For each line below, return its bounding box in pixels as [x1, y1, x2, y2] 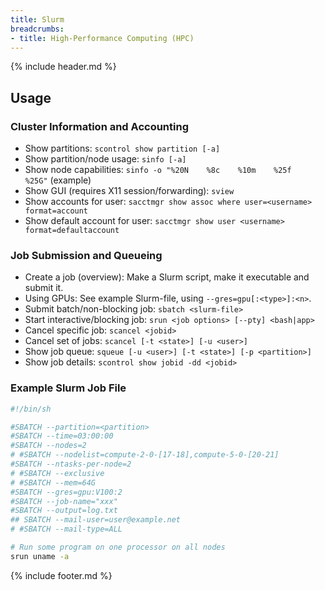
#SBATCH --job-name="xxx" [10, 496, 118, 506]
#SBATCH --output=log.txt [10, 506, 118, 516]
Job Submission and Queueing [10, 248, 163, 262]
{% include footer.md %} [10, 569, 113, 581]
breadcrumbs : [10, 24, 65, 34]
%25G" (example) [24, 174, 92, 186]
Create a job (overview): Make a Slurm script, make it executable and [24, 271, 310, 283]
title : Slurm [10, 14, 65, 25]
